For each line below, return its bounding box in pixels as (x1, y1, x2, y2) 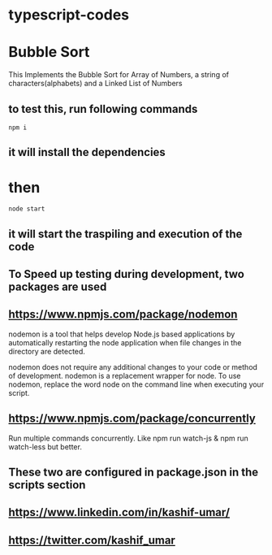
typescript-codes (8, 6, 130, 24)
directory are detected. (8, 346, 85, 356)
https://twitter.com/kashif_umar (8, 533, 176, 547)
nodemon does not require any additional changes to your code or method (8, 362, 258, 371)
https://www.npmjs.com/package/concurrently (8, 412, 256, 426)
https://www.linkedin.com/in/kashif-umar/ (8, 505, 230, 519)
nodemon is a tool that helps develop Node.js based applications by (8, 329, 235, 339)
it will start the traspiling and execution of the (8, 227, 243, 241)
